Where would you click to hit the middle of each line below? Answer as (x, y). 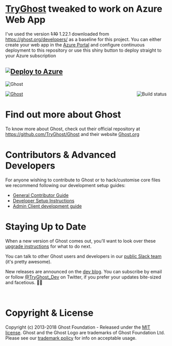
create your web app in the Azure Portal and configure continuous (75, 44)
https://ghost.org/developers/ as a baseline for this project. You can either (83, 39)
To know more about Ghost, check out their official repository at (73, 129)
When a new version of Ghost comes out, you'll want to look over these (81, 241)
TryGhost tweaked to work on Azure (84, 9)
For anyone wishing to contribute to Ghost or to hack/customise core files (83, 180)
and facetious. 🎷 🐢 (24, 282)
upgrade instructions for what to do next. (49, 246)
